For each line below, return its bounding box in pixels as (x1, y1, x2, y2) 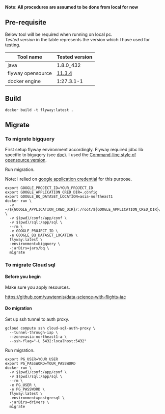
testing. (5, 42, 21, 48)
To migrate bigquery (5, 135, 55, 142)
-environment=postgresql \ (9, 395, 65, 400)
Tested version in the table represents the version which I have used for (5, 36, 150, 42)
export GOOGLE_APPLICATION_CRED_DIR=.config (5, 190, 98, 195)
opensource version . (5, 157, 47, 163)
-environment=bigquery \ (9, 242, 60, 247)
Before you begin (5, 274, 41, 279)
